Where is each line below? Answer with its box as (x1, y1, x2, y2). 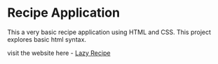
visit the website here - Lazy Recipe (7, 49, 111, 57)
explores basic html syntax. (7, 35, 86, 43)
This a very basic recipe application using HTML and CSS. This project (7, 28, 212, 36)
